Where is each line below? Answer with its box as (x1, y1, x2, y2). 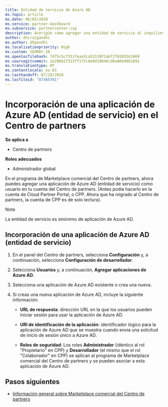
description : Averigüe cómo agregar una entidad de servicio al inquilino (5, 31, 164, 36)
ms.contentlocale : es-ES (5, 68, 57, 73)
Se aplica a (5, 136, 28, 143)
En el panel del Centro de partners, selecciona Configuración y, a (12, 251, 148, 258)
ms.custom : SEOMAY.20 (5, 49, 50, 54)
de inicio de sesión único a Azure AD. (19, 332, 97, 338)
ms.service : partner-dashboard (5, 21, 70, 27)
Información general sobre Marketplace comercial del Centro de (12, 391, 145, 397)
